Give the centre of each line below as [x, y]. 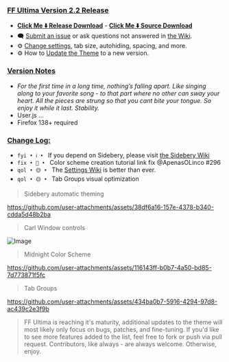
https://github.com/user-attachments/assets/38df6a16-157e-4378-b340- [111, 207]
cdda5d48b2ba [29, 214]
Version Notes [32, 71]
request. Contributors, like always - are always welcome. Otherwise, [120, 344]
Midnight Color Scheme [57, 254]
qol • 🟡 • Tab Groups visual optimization [78, 179]
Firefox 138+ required [47, 122]
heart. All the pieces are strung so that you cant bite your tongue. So [114, 100]
